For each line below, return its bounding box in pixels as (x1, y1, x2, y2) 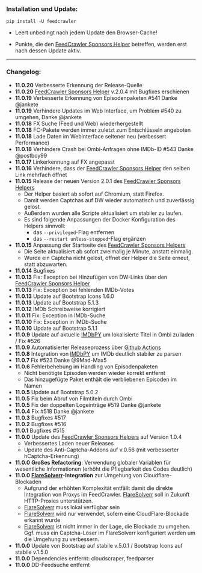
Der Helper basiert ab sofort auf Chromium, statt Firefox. (23, 190, 164, 197)
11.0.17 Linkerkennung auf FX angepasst (14, 158, 115, 166)
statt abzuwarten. (23, 261, 68, 268)
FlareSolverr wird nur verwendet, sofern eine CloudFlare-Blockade (23, 510, 189, 517)
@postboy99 (14, 152, 47, 159)
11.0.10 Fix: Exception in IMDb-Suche (14, 318, 107, 325)
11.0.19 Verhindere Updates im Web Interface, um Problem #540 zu (14, 107, 182, 114)
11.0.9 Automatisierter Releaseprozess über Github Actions (14, 344, 161, 351)
